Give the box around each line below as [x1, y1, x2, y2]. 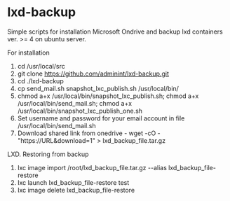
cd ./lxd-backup [17, 76, 65, 85]
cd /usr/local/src [17, 62, 65, 70]
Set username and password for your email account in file [17, 113, 185, 123]
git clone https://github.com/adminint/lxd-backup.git [17, 69, 170, 78]
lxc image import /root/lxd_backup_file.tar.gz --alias [17, 163, 167, 172]
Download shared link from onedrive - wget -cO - [17, 129, 161, 137]
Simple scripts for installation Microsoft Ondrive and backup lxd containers [7, 27, 223, 36]
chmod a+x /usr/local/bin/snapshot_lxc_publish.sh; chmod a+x [17, 92, 199, 100]
